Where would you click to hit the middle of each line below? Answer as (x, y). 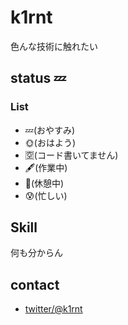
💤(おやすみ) (50, 130)
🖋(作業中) (46, 167)
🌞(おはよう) (50, 142)
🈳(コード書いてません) (71, 155)
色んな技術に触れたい (54, 46)
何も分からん (36, 253)
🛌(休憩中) (44, 183)
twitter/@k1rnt (53, 309)
